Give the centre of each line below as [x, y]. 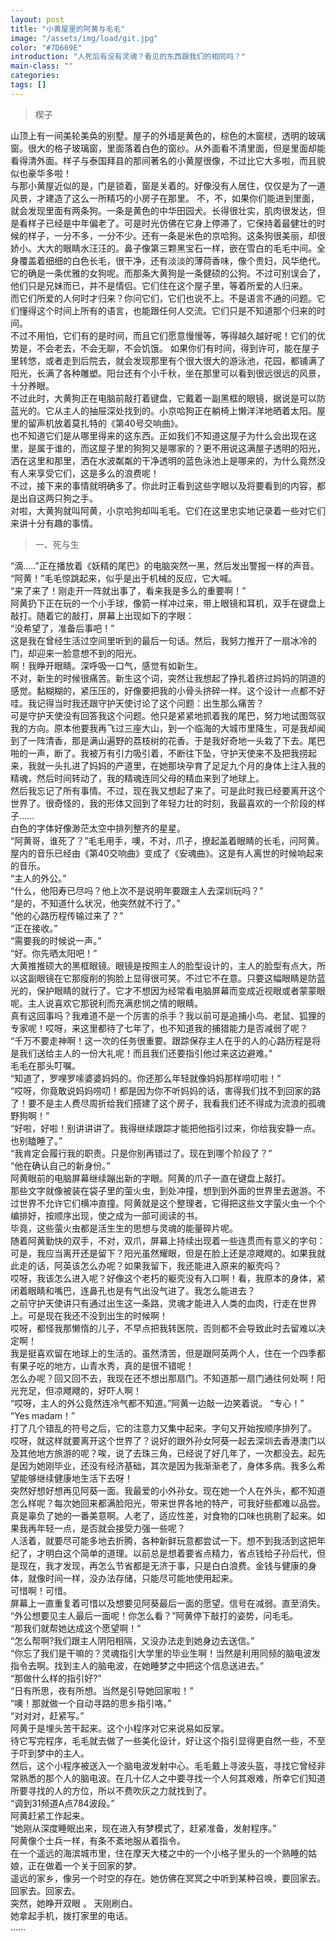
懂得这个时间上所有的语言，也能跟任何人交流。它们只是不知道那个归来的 [167, 310]
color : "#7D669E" [46, 47]
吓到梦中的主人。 [54, 1753]
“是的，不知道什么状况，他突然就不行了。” [95, 903]
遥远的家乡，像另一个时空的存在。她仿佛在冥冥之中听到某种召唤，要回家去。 [168, 1878]
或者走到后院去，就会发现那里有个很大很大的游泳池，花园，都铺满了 [185, 360]
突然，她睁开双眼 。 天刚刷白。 [74, 1903]
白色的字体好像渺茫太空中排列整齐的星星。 [98, 828]
